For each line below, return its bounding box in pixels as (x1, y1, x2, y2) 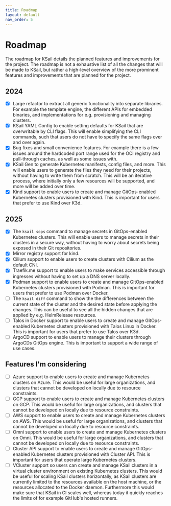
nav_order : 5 (5, 17, 33, 22)
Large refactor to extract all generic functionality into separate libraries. (12, 101, 163, 107)
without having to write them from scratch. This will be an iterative (12, 172, 152, 179)
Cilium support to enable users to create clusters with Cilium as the (12, 256, 154, 262)
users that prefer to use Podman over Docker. (12, 290, 109, 296)
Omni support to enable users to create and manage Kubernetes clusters (12, 429, 166, 435)
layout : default (5, 12, 40, 17)
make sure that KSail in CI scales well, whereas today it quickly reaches (12, 489, 163, 496)
